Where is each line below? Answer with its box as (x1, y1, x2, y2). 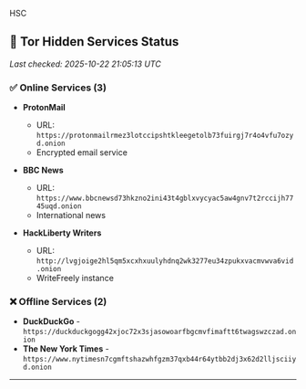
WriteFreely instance (36, 273, 114, 284)
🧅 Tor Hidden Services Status (9, 34, 179, 49)
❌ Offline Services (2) (9, 296, 107, 309)
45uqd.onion (36, 202, 82, 211)
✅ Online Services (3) (9, 81, 107, 94)
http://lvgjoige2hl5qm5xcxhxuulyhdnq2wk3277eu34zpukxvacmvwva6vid (36, 257, 294, 266)
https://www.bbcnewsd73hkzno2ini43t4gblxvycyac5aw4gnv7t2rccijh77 (36, 194, 294, 204)
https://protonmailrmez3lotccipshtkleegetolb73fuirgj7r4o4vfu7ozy (36, 131, 294, 141)
